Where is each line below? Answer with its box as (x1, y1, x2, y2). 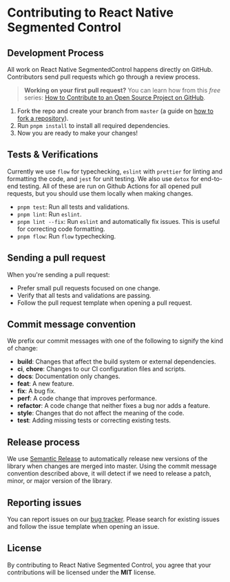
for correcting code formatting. (17, 225, 105, 233)
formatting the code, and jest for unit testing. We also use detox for (7, 174, 200, 182)
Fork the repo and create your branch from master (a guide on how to (17, 107, 213, 115)
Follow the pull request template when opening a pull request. (17, 299, 193, 307)
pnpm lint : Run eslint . (17, 209, 82, 218)
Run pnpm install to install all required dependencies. (17, 122, 170, 129)
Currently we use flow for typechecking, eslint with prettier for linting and (7, 167, 222, 176)
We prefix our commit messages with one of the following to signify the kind (7, 337, 224, 345)
